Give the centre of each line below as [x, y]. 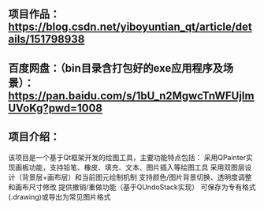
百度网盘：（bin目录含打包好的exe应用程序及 [115, 68]
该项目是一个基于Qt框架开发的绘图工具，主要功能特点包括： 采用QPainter [127, 157]
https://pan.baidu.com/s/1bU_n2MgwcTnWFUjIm [131, 96]
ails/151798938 [46, 39]
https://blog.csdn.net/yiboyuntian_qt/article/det [130, 27]
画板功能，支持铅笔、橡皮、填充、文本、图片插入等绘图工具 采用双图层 [130, 167]
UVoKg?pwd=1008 [55, 108]
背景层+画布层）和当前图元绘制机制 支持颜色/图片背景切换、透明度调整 [137, 177]
